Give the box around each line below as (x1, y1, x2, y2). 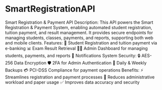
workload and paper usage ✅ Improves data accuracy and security (5, 79, 140, 85)
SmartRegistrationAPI (5, 3, 95, 15)
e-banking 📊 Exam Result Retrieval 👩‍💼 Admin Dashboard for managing (5, 45, 148, 51)
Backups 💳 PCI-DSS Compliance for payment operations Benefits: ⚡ (5, 67, 144, 73)
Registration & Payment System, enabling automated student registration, (5, 24, 152, 30)
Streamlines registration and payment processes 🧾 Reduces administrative (5, 74, 155, 80)
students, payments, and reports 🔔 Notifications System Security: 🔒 (5, 52, 141, 59)
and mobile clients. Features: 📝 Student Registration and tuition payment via (5, 40, 158, 45)
